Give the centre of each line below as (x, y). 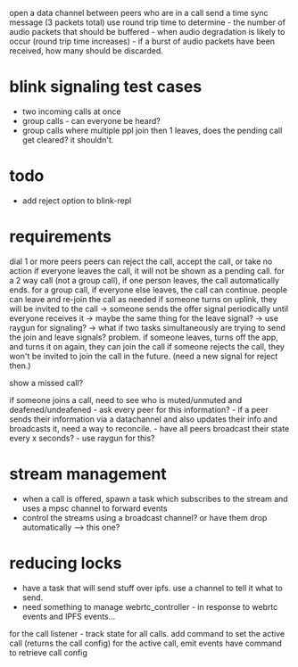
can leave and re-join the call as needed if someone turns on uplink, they (143, 299)
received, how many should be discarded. (86, 51)
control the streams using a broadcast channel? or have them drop (145, 517)
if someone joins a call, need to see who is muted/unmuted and (126, 399)
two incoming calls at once (71, 111)
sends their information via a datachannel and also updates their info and (144, 419)
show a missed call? (46, 383)
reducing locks (66, 563)
